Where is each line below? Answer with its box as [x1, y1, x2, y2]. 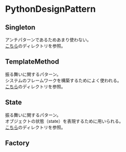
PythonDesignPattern [5, 3, 96, 15]
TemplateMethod [5, 58, 59, 66]
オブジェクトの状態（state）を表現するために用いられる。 [5, 118, 124, 124]
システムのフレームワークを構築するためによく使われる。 [5, 77, 122, 83]
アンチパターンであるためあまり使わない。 [5, 37, 91, 42]
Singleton [5, 23, 36, 32]
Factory [5, 139, 30, 148]
